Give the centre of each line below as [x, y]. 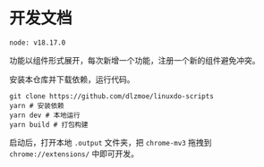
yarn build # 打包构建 [49, 125]
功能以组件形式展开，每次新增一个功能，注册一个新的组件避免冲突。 [135, 60]
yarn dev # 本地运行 [45, 115]
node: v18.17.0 [38, 42]
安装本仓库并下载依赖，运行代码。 [72, 79]
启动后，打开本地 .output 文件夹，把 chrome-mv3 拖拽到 [111, 142]
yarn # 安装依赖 [37, 105]
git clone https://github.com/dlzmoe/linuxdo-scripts [112, 96]
